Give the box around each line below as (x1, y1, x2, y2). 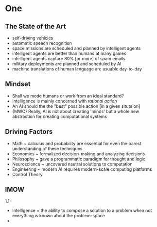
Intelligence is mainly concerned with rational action (12, 98, 117, 104)
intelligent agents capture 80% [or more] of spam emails (12, 56, 125, 61)
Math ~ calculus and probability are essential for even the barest (12, 140, 142, 146)
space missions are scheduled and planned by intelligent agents (12, 46, 141, 51)
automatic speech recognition (12, 40, 72, 46)
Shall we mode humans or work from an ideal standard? (12, 93, 124, 98)
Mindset (5, 80, 31, 88)
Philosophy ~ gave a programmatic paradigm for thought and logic (12, 156, 146, 162)
